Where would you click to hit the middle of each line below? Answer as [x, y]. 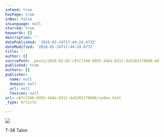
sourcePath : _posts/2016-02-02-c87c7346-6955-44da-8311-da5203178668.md [82, 61]
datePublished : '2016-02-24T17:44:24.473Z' [51, 42]
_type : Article [21, 103]
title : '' [15, 51]
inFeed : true [19, 10]
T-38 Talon [16, 131]
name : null [21, 79]
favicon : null [24, 93]
